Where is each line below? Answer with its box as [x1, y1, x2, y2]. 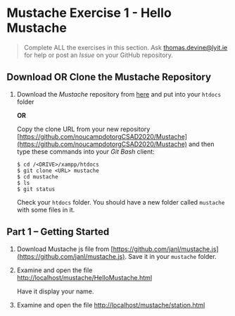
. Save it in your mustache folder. [125, 252, 217, 260]
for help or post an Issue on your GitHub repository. [23, 51, 174, 59]
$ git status [16, 186, 56, 193]
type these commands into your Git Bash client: [16, 147, 155, 156]
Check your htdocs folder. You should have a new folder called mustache [16, 197, 225, 206]
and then [188, 140, 215, 148]
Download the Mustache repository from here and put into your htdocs [16, 90, 222, 98]
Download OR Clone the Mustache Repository [6, 71, 212, 83]
